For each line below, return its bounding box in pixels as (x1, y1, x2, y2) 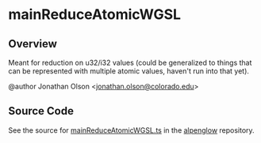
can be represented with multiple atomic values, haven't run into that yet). (8, 66, 250, 76)
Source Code (8, 104, 74, 118)
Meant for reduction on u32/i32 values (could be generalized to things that (8, 58, 252, 67)
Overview (8, 37, 58, 51)
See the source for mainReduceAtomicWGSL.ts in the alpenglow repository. (8, 125, 255, 135)
